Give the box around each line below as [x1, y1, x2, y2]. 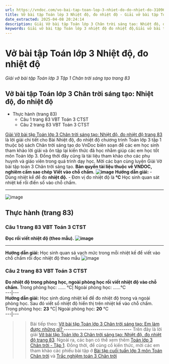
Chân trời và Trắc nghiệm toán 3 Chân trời [30, 353, 117, 359]
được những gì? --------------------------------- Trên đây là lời [30, 326, 162, 332]
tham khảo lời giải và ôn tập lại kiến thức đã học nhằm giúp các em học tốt [5, 147, 159, 154]
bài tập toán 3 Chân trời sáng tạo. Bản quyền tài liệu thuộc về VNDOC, [5, 163, 152, 169]
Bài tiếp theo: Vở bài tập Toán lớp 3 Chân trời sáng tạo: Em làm [30, 321, 160, 327]
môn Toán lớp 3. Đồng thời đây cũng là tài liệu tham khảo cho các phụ [5, 153, 150, 159]
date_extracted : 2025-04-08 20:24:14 [5, 17, 84, 22]
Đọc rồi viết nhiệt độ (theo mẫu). [5, 235, 74, 241]
